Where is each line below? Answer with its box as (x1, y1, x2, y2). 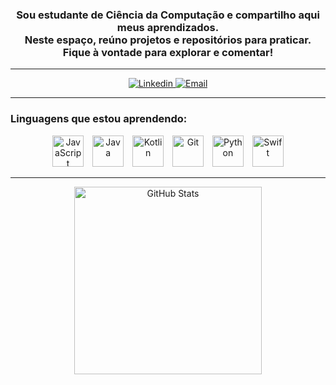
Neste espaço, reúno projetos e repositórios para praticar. (24, 33, 312, 47)
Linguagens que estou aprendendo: (10, 112, 188, 126)
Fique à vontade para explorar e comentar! (62, 45, 274, 59)
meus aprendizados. (116, 20, 220, 34)
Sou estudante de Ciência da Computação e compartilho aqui (16, 8, 320, 22)
